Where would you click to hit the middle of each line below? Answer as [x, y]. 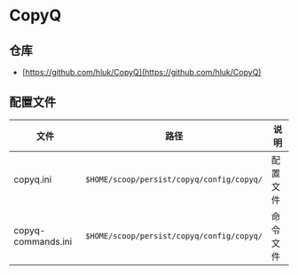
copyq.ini [33, 179]
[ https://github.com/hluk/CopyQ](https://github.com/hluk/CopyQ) [141, 72]
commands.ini [43, 241]
